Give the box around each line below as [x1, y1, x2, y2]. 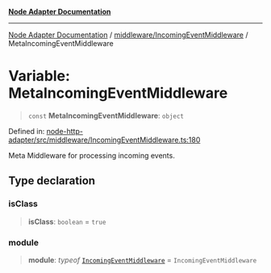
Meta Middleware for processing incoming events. [8, 150, 175, 160]
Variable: [8, 67, 71, 86]
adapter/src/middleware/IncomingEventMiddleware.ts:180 [8, 135, 201, 145]
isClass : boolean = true [27, 216, 106, 226]
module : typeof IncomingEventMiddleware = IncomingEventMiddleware [27, 254, 257, 265]
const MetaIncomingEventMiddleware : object [27, 111, 184, 120]
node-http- [46, 126, 83, 136]
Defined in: [8, 126, 45, 136]
